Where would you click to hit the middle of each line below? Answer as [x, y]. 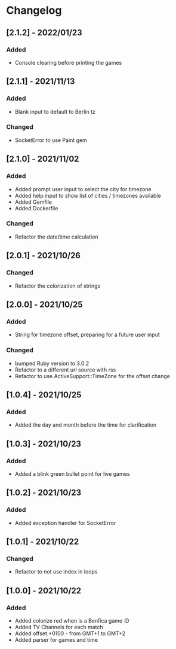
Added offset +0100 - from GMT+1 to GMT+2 [70, 633]
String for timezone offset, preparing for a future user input [87, 335]
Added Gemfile [33, 202]
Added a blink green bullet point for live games [72, 473]
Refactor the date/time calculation [56, 237]
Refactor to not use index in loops [56, 572]
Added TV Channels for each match [59, 627]
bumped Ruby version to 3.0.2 [52, 363]
